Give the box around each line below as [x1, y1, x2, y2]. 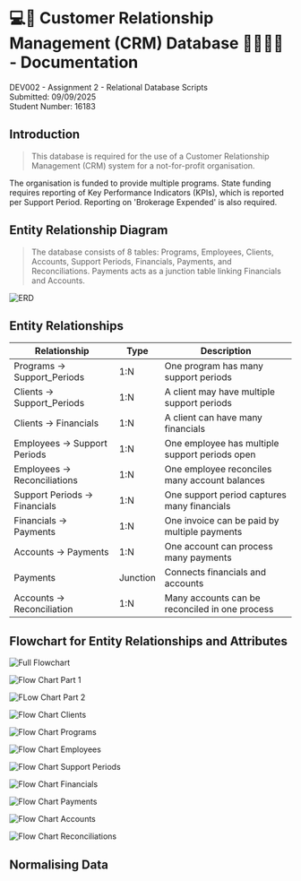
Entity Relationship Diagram [9, 222, 168, 238]
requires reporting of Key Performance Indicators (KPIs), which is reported [9, 186, 285, 198]
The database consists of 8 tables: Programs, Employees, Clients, [30, 246, 274, 257]
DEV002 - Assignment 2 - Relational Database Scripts [9, 82, 209, 92]
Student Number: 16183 [9, 100, 96, 111]
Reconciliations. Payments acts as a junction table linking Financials [30, 265, 282, 276]
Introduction [9, 127, 81, 143]
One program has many [164, 360, 264, 373]
